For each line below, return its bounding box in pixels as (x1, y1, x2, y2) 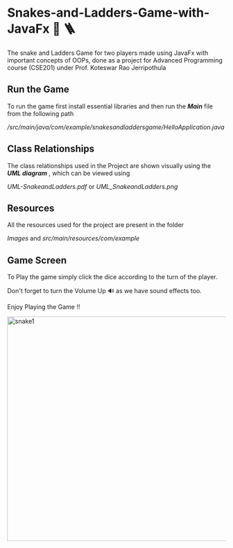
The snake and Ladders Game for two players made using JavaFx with (7, 49, 209, 57)
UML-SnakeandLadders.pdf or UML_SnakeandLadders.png (7, 182, 178, 190)
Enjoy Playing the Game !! (7, 303, 80, 311)
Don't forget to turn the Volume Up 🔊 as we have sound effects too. (7, 287, 202, 295)
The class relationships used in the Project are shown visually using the (7, 161, 212, 169)
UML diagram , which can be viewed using (7, 169, 130, 177)
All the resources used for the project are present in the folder (7, 221, 184, 229)
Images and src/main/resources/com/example (7, 234, 140, 242)
